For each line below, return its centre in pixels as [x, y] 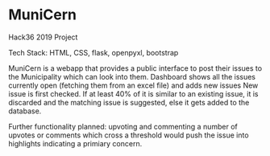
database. [25, 111]
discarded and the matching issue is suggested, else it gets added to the [129, 102]
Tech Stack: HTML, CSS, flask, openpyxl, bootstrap [93, 52]
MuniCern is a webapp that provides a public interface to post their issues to [135, 68]
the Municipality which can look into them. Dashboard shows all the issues [132, 76]
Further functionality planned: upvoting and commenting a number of [123, 126]
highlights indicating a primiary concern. [75, 143]
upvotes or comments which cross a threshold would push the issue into [129, 135]
